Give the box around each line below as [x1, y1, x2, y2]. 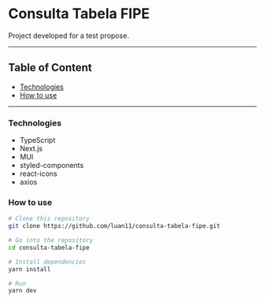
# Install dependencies [8, 258, 87, 266]
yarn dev [8, 287, 37, 295]
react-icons [19, 169, 58, 178]
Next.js [19, 144, 43, 154]
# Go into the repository [8, 237, 93, 244]
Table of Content [8, 61, 92, 75]
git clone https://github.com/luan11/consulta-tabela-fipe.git [8, 222, 221, 230]
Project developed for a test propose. [8, 31, 129, 40]
